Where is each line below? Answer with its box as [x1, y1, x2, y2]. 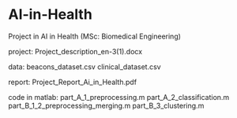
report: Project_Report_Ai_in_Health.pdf [8, 77, 137, 87]
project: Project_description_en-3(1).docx [8, 46, 143, 56]
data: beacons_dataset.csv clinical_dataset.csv [8, 61, 161, 72]
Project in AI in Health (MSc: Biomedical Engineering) [8, 31, 182, 41]
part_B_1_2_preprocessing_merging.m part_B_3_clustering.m [8, 101, 205, 110]
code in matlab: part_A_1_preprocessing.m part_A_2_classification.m [8, 92, 230, 101]
